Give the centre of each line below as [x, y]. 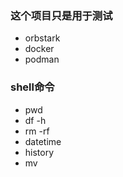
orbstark [42, 38]
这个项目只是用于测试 [61, 15]
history [39, 152]
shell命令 [32, 87]
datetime [43, 141]
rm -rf [37, 131]
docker [39, 49]
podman [42, 59]
